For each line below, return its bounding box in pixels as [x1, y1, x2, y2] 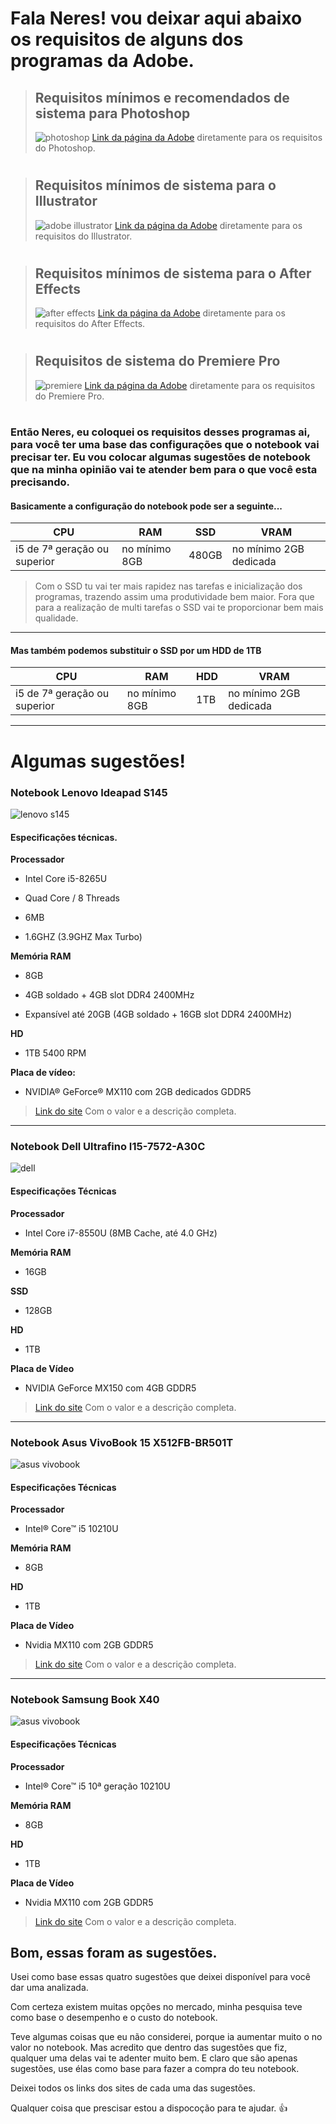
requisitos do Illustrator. [34, 230, 133, 242]
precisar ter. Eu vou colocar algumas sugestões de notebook [10, 450, 311, 464]
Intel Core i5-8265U [24, 873, 108, 885]
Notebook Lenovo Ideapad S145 [10, 785, 168, 799]
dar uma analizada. [10, 1982, 89, 1994]
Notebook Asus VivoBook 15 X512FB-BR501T [10, 1435, 234, 1449]
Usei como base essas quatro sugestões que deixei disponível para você [10, 1971, 312, 1983]
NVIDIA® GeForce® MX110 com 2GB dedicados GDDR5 [24, 1086, 252, 1098]
